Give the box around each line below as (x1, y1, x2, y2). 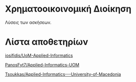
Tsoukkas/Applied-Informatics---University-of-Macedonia (5, 71, 121, 77)
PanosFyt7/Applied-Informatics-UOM (5, 62, 80, 67)
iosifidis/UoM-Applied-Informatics (5, 52, 73, 58)
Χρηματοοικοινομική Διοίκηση (5, 3, 132, 15)
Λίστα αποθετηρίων (5, 36, 89, 48)
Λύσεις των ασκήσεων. (5, 19, 52, 25)
